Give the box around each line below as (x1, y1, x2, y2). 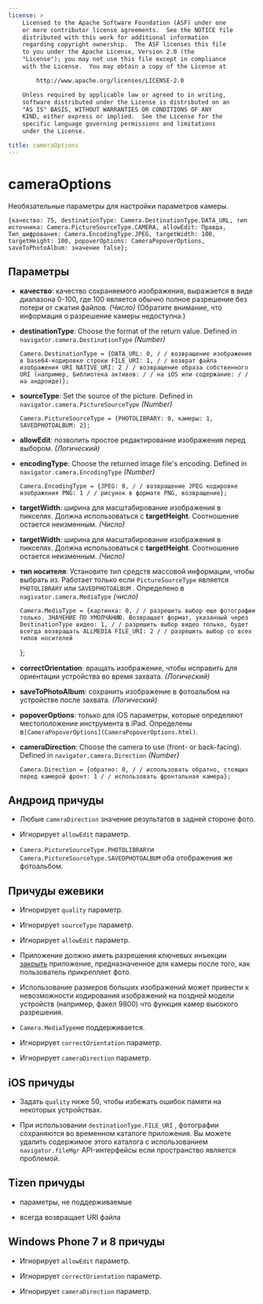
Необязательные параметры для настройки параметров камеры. (8, 201, 229, 210)
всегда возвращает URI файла (19, 1212, 121, 1222)
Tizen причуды (8, 1176, 85, 1189)
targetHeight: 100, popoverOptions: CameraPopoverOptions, (8, 237, 206, 245)
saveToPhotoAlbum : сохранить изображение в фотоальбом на (19, 687, 230, 696)
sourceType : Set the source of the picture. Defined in (19, 391, 193, 400)
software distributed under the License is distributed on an (22, 98, 230, 106)
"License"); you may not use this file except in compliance (22, 56, 226, 64)
